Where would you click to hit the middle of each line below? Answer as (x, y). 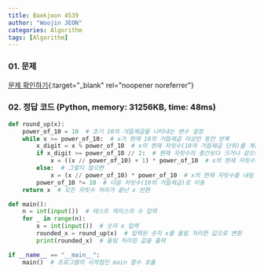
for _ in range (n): (54, 219)
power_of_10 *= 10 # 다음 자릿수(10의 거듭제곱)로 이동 (121, 183)
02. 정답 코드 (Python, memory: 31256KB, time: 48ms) (112, 107)
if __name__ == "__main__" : (54, 255)
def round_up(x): (37, 124)
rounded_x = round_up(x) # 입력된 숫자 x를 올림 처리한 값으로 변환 (139, 234)
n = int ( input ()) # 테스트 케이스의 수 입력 (90, 212)
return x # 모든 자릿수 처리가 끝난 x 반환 (86, 190)
